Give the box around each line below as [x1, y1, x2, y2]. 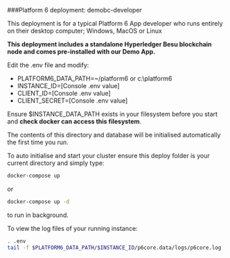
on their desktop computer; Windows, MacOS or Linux [7, 27, 163, 35]
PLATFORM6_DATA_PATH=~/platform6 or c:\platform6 [17, 74, 172, 83]
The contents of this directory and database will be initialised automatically [7, 131, 221, 139]
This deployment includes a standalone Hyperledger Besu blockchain [7, 40, 213, 48]
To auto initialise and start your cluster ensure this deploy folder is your [7, 152, 210, 160]
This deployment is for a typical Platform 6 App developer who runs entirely [7, 19, 223, 27]
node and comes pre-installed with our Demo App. [7, 48, 156, 55]
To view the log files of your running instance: [7, 224, 138, 232]
